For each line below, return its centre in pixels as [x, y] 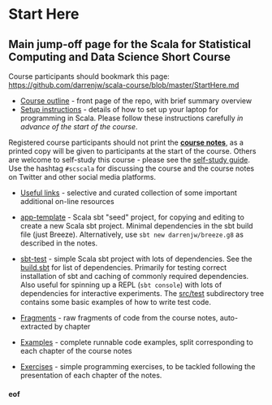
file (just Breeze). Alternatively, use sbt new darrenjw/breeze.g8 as [132, 234]
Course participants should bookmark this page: [89, 76]
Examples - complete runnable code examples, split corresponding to [136, 342]
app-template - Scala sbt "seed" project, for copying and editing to [132, 217]
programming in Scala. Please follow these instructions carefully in [132, 118]
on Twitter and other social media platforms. [82, 177]
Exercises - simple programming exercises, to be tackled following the [138, 366]
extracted [36, 327]
